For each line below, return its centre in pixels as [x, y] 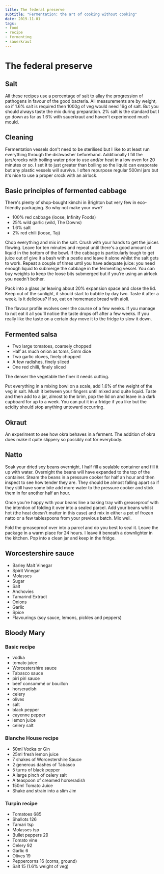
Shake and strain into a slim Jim [44, 790]
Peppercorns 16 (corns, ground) [44, 861]
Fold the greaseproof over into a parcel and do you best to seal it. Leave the [82, 527]
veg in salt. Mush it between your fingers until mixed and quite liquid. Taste [81, 392]
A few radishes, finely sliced [41, 362]
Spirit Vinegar [26, 570]
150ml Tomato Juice [32, 785]
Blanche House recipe [32, 738]
